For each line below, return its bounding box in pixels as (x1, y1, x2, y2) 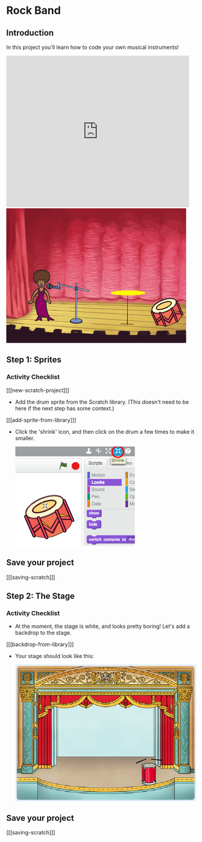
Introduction (6, 28, 54, 38)
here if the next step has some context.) (14, 405, 115, 412)
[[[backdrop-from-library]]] (6, 641, 74, 648)
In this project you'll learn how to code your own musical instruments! (6, 43, 179, 51)
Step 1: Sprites (6, 355, 62, 365)
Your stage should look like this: (14, 653, 95, 660)
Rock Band (6, 4, 62, 17)
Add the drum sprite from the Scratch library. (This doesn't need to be (14, 398, 189, 405)
